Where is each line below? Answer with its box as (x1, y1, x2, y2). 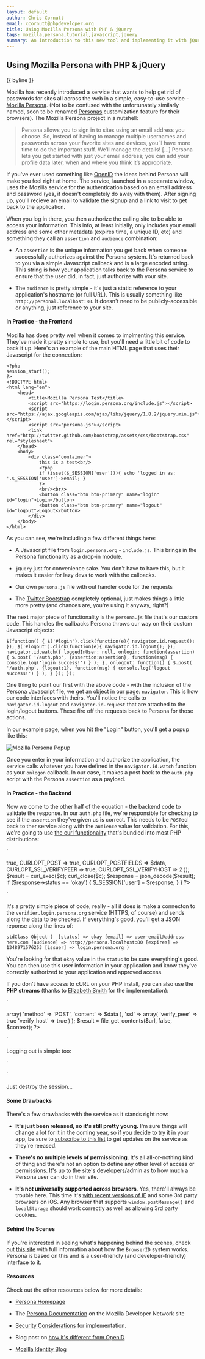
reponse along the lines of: (6, 922, 74, 929)
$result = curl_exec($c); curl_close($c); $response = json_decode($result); (6, 873, 195, 880)
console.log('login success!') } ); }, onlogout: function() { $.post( (6, 660, 192, 666)
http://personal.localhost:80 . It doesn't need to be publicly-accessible (15, 297, 198, 305)
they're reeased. (15, 1142, 57, 1149)
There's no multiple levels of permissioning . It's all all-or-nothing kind (15, 1154, 194, 1161)
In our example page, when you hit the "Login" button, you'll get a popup (6, 725, 189, 733)
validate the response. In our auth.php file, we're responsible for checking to (6, 809, 198, 817)
